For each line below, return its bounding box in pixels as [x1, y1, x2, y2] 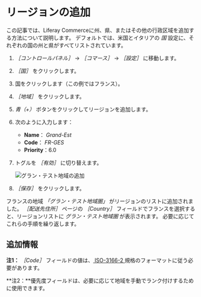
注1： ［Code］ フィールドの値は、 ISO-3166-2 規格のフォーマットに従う [6, 257, 188, 264]
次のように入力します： [14, 118, 73, 125]
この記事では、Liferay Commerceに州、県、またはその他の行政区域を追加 [6, 27, 190, 34]
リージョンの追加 [6, 5, 91, 19]
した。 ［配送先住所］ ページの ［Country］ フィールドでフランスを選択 [6, 205, 185, 212]
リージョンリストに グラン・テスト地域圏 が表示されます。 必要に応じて [16, 212, 194, 220]
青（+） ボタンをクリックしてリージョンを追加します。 [14, 105, 152, 113]
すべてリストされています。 [58, 42, 126, 49]
